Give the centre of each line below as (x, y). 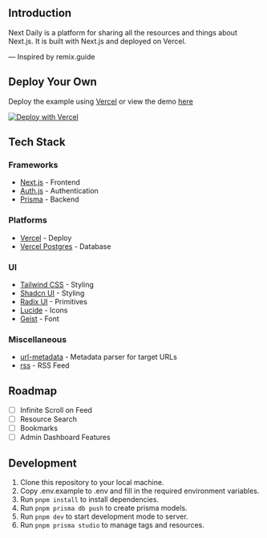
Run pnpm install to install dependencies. (89, 499)
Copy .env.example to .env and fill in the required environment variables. (140, 491)
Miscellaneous (37, 339)
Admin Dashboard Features (65, 438)
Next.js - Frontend (50, 182)
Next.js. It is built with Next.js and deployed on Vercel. (97, 41)
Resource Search (49, 419)
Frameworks (33, 165)
